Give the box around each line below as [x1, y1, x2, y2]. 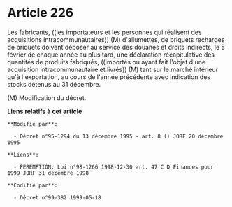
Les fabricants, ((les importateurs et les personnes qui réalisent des [7, 28, 202, 36]
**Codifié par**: [7, 182, 58, 189]
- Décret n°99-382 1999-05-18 [13, 194, 101, 201]
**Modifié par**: [7, 120, 58, 127]
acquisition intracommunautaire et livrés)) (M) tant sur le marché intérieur [7, 65, 219, 73]
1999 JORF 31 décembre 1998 [7, 169, 89, 176]
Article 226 [7, 5, 74, 21]
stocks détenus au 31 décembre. [7, 80, 101, 88]
